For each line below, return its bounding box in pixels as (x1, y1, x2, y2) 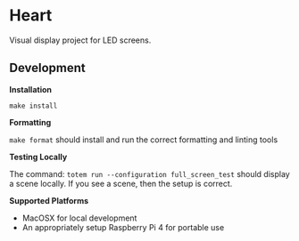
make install (9, 101, 58, 110)
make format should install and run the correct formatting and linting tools (9, 134, 278, 145)
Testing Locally (9, 151, 68, 162)
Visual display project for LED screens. (9, 35, 152, 45)
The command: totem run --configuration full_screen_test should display (9, 168, 290, 179)
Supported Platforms (9, 195, 89, 205)
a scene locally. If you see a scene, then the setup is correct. (9, 178, 233, 189)
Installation (9, 84, 52, 94)
